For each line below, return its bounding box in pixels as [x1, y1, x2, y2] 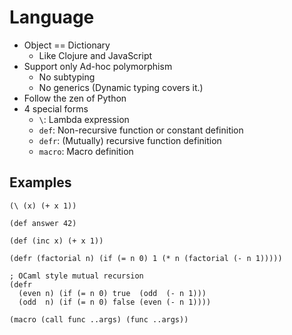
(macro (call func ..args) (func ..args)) [9, 314, 189, 325]
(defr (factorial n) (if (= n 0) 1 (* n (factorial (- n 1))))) [9, 253, 283, 263]
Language [9, 6, 95, 29]
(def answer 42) [9, 218, 77, 228]
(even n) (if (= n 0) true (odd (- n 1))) [18, 288, 207, 298]
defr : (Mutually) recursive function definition [38, 134, 222, 146]
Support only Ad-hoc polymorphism [23, 60, 173, 72]
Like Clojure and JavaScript [38, 49, 153, 61]
